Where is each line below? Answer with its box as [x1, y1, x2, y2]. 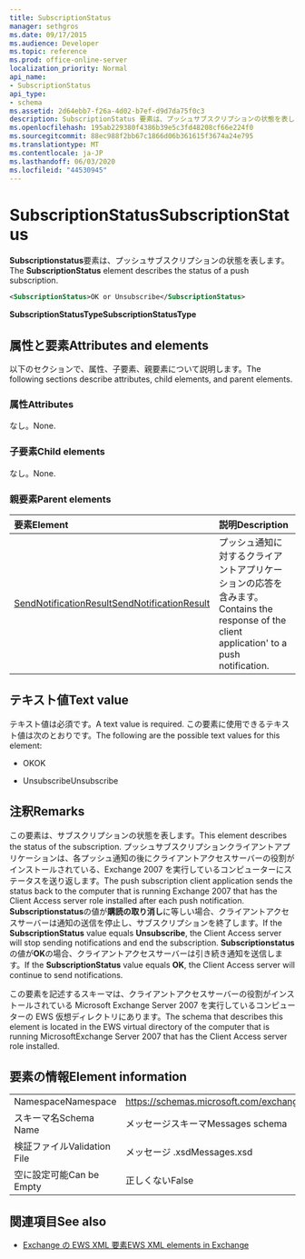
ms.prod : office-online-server [9, 55, 128, 65]
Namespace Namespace [14, 1095, 117, 1108]
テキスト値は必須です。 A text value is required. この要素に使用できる [9, 718, 266, 729]
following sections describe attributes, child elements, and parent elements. [9, 374, 293, 385]
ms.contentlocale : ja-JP [9, 148, 103, 157]
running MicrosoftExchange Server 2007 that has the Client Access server [9, 1031, 288, 1042]
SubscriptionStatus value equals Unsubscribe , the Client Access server [9, 927, 282, 938]
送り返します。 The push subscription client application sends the [48, 874, 293, 886]
